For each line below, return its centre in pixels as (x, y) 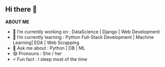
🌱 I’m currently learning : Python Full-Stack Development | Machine (83, 37)
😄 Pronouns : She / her (37, 53)
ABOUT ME (17, 21)
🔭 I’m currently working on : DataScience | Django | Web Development (86, 32)
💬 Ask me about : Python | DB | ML (49, 48)
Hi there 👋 (21, 9)
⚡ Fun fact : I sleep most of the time (50, 59)
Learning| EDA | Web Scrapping (46, 42)
